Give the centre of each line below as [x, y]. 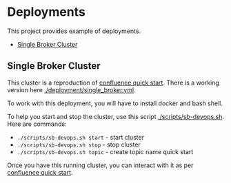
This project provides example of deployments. [74, 31]
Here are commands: [37, 124]
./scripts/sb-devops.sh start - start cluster [81, 137]
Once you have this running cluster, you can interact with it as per [100, 165]
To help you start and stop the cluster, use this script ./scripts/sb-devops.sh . [115, 116]
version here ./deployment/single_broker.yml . [71, 89]
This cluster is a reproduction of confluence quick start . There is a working [113, 83]
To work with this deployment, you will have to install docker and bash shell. [115, 103]
